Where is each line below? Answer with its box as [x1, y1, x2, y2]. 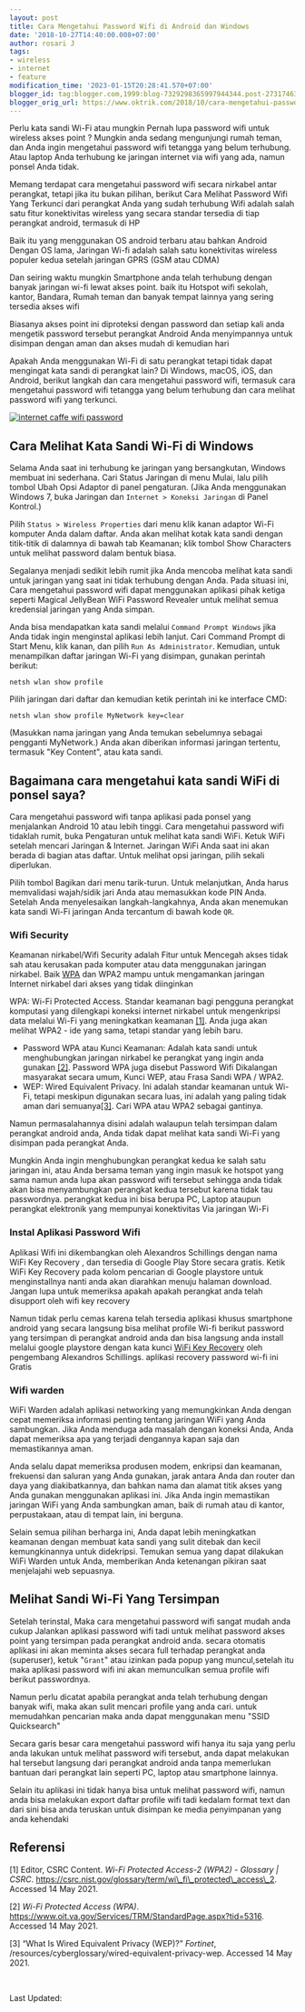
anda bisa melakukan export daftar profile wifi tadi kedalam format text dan [9, 1794, 290, 1805]
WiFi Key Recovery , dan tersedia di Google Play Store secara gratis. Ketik [9, 1256, 286, 1267]
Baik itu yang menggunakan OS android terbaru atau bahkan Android [9, 235, 268, 246]
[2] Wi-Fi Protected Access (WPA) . [9, 1901, 139, 1912]
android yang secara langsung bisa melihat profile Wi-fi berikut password [9, 1322, 284, 1333]
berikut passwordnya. [9, 1674, 91, 1685]
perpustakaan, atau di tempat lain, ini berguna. [9, 1508, 183, 1519]
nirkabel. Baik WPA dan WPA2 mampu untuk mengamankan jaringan [9, 969, 265, 980]
